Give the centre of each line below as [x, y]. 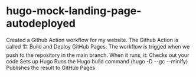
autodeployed [41, 23]
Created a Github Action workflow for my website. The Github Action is [92, 40]
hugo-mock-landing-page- [74, 11]
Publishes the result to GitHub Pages [51, 68]
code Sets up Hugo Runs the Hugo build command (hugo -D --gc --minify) [97, 61]
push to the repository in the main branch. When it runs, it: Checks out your [98, 55]
